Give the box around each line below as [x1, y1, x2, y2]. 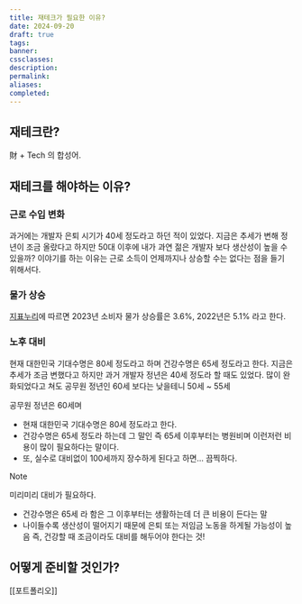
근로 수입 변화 [9, 208, 66, 221]
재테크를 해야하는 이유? [9, 178, 131, 194]
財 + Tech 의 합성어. [9, 150, 81, 160]
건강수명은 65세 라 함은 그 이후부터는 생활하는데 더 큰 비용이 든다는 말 [22, 508, 268, 519]
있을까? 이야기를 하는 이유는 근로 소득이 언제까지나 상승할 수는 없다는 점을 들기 [9, 253, 286, 263]
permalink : [9, 72, 50, 81]
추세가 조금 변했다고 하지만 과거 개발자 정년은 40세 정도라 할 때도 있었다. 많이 [9, 369, 281, 380]
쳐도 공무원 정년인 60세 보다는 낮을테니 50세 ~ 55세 [48, 380, 232, 391]
